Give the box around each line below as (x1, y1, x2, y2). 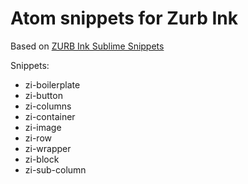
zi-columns (24, 100, 72, 112)
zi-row (24, 132, 52, 144)
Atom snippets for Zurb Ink (10, 7, 238, 30)
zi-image (24, 121, 62, 133)
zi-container (24, 110, 76, 122)
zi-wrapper (24, 142, 72, 154)
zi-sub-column (24, 163, 87, 176)
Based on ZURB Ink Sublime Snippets (10, 40, 165, 52)
